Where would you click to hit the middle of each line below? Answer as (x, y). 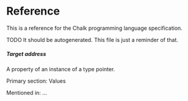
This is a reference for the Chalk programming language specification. (95, 28)
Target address (26, 54)
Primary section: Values (36, 81)
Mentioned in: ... (27, 92)
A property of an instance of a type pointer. (61, 69)
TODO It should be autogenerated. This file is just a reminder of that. (92, 40)
